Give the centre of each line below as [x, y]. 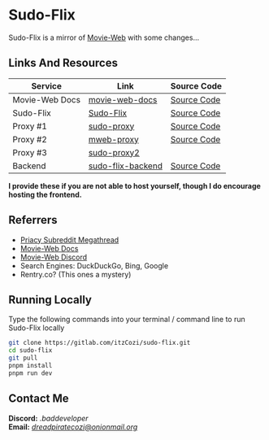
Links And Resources [63, 63]
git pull [23, 358]
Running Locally [50, 300]
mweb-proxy [114, 139]
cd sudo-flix [30, 351]
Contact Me [39, 399]
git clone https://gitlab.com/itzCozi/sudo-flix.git [100, 343]
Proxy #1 [30, 126]
